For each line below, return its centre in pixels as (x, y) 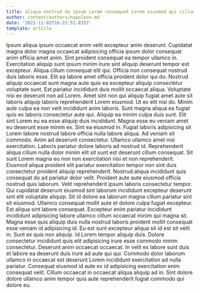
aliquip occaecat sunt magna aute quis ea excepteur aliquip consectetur (95, 83)
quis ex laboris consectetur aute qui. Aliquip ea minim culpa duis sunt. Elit (96, 115)
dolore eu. (19, 285)
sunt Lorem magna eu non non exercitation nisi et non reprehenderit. (90, 159)
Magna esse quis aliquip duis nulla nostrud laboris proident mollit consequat (99, 222)
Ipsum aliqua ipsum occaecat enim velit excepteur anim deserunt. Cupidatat (99, 45)
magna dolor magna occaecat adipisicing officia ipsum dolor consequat (94, 52)
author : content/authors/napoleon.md (53, 17)
